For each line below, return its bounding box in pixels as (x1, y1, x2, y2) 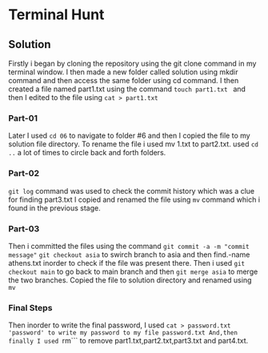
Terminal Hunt (8, 6, 105, 24)
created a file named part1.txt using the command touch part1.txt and (8, 84, 246, 94)
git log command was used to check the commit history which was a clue (8, 186, 255, 195)
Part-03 (8, 223, 40, 234)
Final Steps (8, 302, 53, 313)
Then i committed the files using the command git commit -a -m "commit (8, 241, 250, 251)
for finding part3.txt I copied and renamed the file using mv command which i (8, 195, 261, 204)
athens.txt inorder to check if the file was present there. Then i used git (8, 258, 246, 267)
